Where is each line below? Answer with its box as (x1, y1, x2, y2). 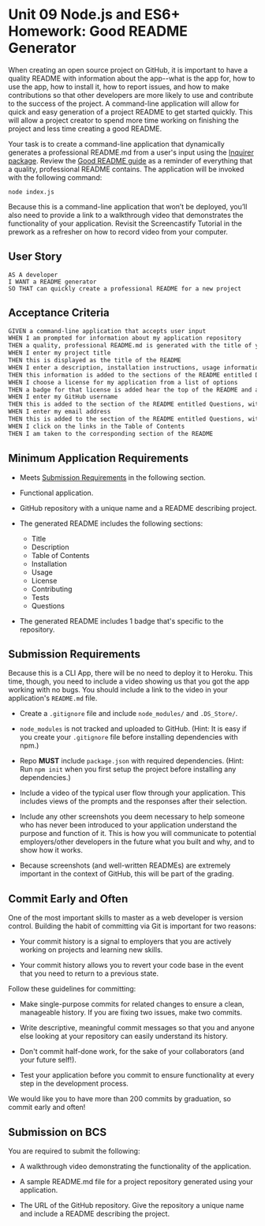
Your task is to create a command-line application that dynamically (8, 139, 225, 148)
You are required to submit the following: (8, 1146, 140, 1156)
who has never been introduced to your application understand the (19, 820, 237, 830)
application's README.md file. (8, 693, 98, 703)
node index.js (8, 188, 55, 196)
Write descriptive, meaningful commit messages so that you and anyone (19, 1023, 255, 1033)
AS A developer (8, 271, 58, 279)
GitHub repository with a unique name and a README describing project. (19, 503, 257, 512)
